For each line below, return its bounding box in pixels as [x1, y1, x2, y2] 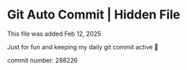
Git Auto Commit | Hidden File [7, 7, 181, 23]
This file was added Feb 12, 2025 [7, 30, 101, 38]
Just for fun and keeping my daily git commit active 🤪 [7, 43, 159, 51]
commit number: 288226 [7, 56, 78, 65]
